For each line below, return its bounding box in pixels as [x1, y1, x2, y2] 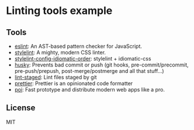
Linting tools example [6, 4, 113, 17]
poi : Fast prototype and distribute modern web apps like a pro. [14, 86, 165, 93]
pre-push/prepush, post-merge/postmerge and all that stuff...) [14, 68, 165, 74]
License [6, 103, 36, 113]
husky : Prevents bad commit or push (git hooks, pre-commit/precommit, [14, 61, 189, 68]
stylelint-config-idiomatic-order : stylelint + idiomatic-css [14, 55, 151, 62]
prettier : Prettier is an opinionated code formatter [14, 80, 133, 87]
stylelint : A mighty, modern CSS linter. [14, 49, 106, 56]
